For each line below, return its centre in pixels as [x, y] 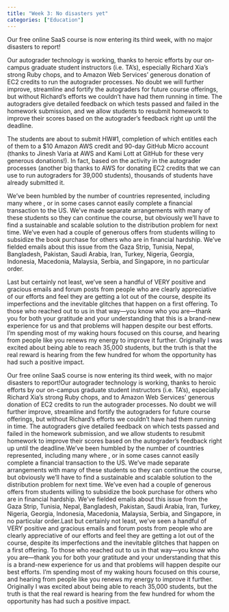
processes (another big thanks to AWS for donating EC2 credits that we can [114, 168]
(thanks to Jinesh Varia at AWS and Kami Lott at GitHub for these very [105, 153]
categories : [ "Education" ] [45, 20]
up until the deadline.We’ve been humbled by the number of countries [106, 448]
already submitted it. [36, 182]
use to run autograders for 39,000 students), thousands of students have [110, 175]
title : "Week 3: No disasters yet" [58, 13]
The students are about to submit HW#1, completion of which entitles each [112, 138]
